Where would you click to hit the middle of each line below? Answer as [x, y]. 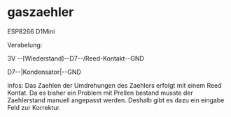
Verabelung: [25, 45]
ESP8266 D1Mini [31, 31]
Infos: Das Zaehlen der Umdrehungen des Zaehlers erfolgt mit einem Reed [114, 85]
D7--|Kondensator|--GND [44, 72]
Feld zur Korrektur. [34, 107]
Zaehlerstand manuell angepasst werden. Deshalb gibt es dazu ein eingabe [116, 100]
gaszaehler [41, 12]
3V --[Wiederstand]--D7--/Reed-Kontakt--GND [76, 58]
